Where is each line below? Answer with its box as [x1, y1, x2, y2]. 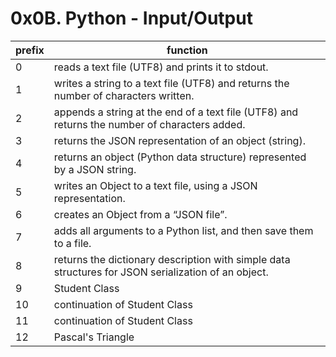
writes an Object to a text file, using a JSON [53, 178, 258, 192]
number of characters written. [53, 88, 195, 102]
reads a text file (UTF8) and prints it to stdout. [53, 60, 269, 74]
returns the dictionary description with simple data [53, 252, 291, 266]
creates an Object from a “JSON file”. [53, 207, 228, 221]
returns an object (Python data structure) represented [53, 150, 307, 164]
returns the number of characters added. [53, 117, 246, 131]
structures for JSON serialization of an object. [53, 265, 269, 279]
